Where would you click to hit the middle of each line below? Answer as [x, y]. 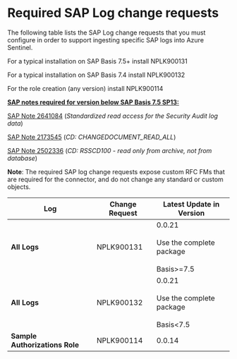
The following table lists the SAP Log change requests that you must [107, 32]
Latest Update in [192, 204]
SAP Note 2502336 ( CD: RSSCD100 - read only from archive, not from [110, 150]
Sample [24, 336]
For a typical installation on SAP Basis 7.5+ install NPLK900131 [98, 61]
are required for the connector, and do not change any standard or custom [115, 179]
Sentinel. [20, 47]
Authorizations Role [45, 345]
